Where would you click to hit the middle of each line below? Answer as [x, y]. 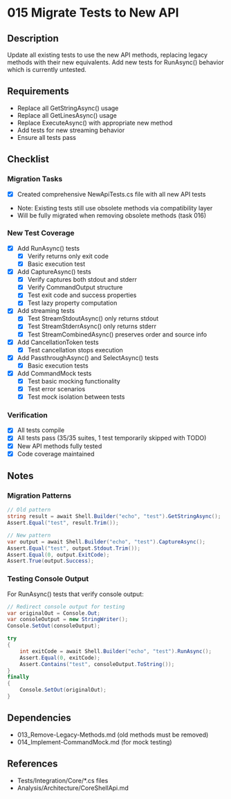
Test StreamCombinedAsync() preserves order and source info [117, 334]
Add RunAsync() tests [48, 248]
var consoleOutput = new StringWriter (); [68, 620]
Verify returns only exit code [68, 256]
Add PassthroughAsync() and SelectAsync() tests [88, 357]
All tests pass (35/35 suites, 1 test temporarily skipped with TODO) [112, 438]
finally [18, 677]
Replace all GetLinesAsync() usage [67, 115]
